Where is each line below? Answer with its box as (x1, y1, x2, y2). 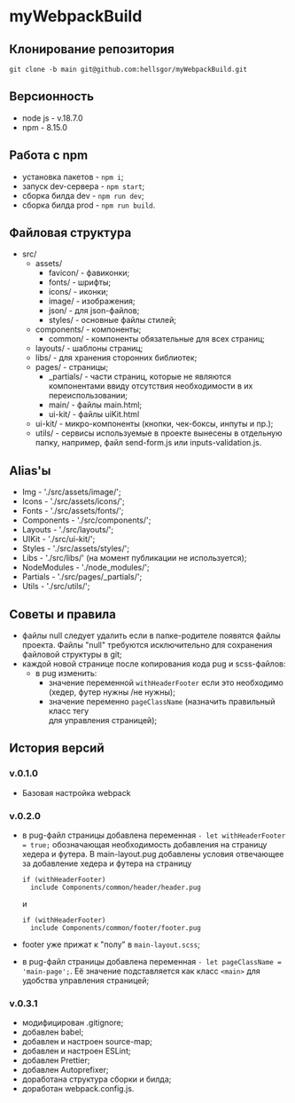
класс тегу (48, 705, 89, 716)
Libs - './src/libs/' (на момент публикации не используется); (21, 553, 247, 563)
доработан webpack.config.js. (21, 1083, 135, 1094)
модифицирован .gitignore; (21, 1018, 124, 1028)
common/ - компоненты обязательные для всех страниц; (48, 334, 266, 344)
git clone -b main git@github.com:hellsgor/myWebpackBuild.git (9, 65, 248, 74)
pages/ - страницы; (35, 362, 109, 373)
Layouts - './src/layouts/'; (21, 524, 113, 535)
